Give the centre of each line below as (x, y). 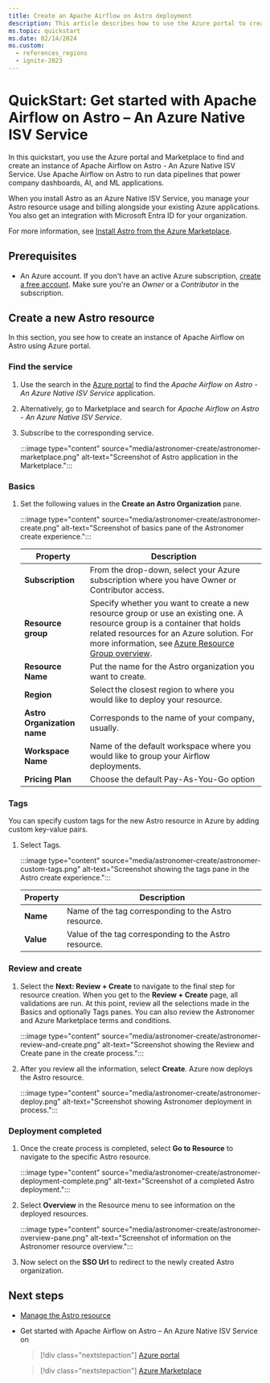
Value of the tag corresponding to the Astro (149, 935)
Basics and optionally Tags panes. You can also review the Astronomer (137, 1012)
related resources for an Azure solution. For (172, 634)
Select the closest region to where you (162, 690)
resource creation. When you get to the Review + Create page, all (129, 994)
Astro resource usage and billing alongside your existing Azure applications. (134, 207)
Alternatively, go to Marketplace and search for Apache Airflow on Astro (139, 408)
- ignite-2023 (39, 61)
